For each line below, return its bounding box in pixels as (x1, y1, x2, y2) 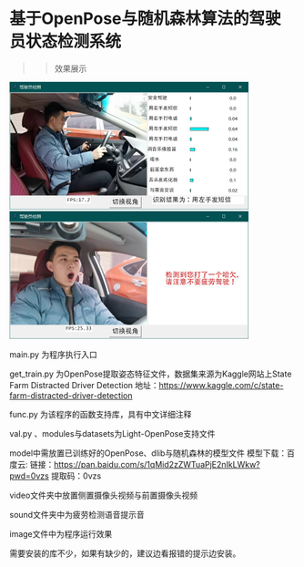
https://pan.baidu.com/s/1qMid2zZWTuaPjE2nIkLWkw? (53, 459, 261, 469)
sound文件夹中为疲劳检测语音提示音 (9, 509, 145, 520)
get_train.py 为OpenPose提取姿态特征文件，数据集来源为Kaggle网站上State (9, 368, 292, 379)
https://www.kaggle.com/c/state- (158, 379, 284, 390)
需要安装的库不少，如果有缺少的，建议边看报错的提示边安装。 (9, 548, 241, 559)
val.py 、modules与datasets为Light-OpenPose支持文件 (9, 428, 216, 438)
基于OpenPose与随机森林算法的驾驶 (9, 8, 281, 29)
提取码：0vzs (51, 470, 102, 481)
